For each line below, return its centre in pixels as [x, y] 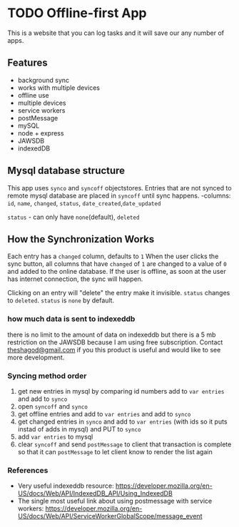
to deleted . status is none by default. [61, 300]
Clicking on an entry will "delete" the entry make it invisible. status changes [119, 293]
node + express [41, 133]
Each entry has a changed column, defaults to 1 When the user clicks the [113, 256]
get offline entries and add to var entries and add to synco [104, 414]
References [28, 470]
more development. [36, 357]
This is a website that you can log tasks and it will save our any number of [116, 33]
